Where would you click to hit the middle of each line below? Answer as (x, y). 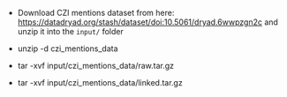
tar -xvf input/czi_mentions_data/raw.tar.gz (96, 66)
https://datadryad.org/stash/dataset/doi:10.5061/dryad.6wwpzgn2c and (147, 22)
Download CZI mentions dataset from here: (96, 13)
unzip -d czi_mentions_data (68, 48)
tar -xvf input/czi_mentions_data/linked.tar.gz (100, 82)
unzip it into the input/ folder (70, 31)
